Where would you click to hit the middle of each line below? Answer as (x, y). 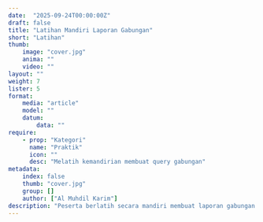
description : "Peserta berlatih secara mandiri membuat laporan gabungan (132, 205)
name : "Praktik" (56, 147)
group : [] (39, 191)
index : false (44, 177)
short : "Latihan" (37, 37)
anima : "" (39, 60)
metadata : (24, 169)
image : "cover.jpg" (54, 52)
